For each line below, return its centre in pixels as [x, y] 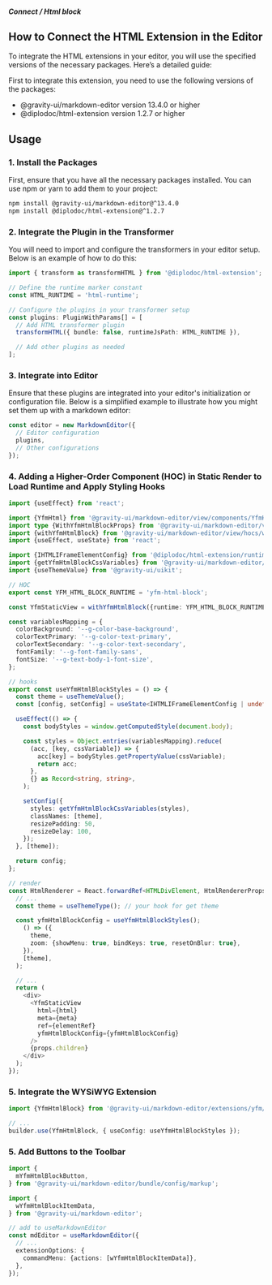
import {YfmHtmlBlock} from [56, 1109]
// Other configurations [57, 448]
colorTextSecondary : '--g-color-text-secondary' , [101, 645]
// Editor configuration [57, 433]
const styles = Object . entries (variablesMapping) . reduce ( [123, 741]
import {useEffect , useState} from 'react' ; [85, 541]
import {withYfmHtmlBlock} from [63, 533]
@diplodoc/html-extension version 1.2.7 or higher [102, 114]
